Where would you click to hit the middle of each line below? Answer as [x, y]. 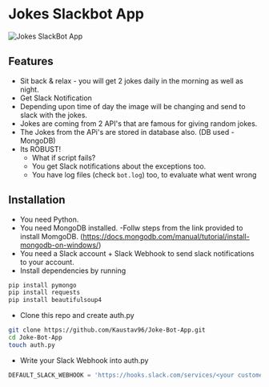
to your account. [47, 262]
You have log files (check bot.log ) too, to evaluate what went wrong [144, 174]
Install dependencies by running [73, 271]
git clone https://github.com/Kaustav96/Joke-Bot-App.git [107, 330]
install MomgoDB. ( [51, 236]
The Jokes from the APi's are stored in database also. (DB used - [127, 132]
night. [29, 89]
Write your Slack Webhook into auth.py [84, 360]
